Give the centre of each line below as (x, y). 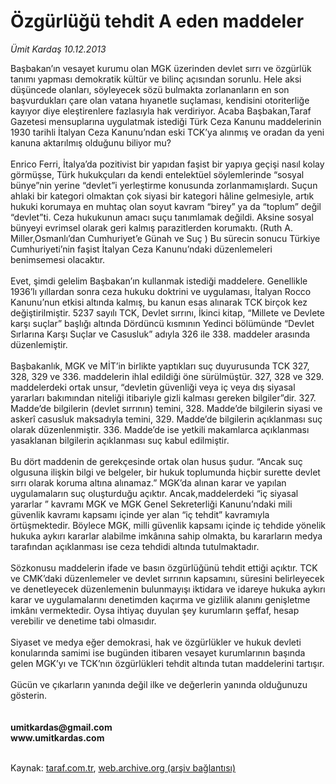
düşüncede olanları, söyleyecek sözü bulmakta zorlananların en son (150, 89)
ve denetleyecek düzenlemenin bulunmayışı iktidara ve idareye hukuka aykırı (168, 589)
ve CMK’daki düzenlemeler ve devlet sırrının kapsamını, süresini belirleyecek (167, 578)
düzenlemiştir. (39, 344)
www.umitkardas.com (57, 737)
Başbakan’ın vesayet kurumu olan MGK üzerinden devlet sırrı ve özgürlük (161, 68)
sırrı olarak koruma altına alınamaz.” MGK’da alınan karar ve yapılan (148, 482)
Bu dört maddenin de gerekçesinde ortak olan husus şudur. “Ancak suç (156, 461)
